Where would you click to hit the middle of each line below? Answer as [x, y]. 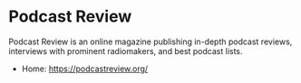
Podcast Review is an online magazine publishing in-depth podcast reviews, [150, 41]
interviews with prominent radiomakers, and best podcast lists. [126, 51]
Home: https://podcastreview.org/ [85, 69]
